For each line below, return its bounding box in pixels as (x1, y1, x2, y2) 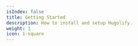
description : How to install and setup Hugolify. (6, 20, 133, 26)
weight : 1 (6, 25, 31, 32)
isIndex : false (6, 8, 44, 15)
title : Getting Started (6, 14, 66, 20)
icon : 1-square (6, 31, 44, 37)
